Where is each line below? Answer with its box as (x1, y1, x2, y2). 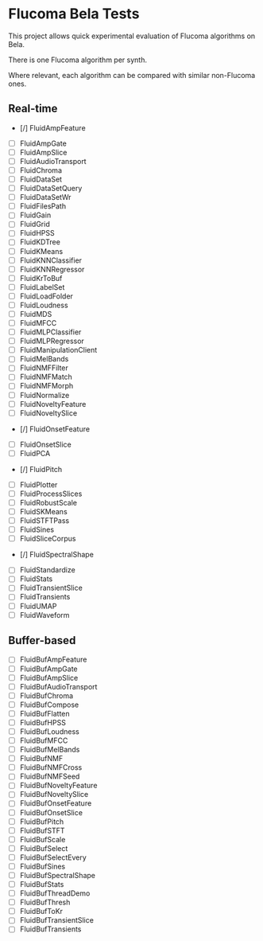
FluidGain (19, 210, 52, 220)
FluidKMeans (19, 246, 64, 256)
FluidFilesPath (19, 201, 66, 211)
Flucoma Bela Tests (8, 5, 140, 23)
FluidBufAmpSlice (19, 673, 79, 682)
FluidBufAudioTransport (19, 681, 98, 691)
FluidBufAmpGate (19, 664, 78, 674)
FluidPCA (19, 448, 51, 458)
